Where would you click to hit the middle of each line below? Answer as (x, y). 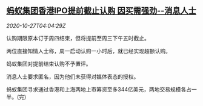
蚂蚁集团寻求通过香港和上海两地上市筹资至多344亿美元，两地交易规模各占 (99, 89)
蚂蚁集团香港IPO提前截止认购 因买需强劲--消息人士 (101, 11)
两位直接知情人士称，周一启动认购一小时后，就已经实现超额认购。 (88, 51)
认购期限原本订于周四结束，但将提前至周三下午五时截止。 (78, 38)
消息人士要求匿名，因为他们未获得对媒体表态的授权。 (73, 76)
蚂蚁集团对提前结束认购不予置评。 (49, 64)
